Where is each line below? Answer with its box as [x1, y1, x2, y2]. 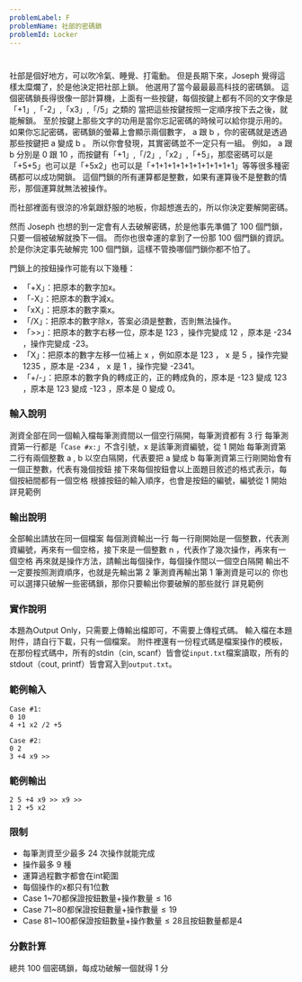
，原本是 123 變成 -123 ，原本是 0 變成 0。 [22, 383, 181, 394]
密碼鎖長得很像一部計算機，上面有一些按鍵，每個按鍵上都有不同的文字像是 [16, 92, 293, 104]
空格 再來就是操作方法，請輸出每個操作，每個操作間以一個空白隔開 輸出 [16, 556, 281, 567]
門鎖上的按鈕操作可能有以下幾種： [9, 262, 136, 273]
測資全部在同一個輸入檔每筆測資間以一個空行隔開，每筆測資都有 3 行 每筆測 [9, 430, 289, 441]
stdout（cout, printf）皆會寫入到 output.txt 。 [9, 659, 177, 669]
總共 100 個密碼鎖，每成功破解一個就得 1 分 [9, 962, 169, 973]
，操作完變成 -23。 [22, 338, 93, 349]
